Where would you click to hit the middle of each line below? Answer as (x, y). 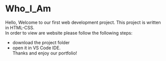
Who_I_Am (28, 9)
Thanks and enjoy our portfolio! (45, 53)
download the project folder (41, 42)
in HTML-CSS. (20, 27)
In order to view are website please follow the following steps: (69, 33)
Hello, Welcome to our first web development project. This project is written (83, 22)
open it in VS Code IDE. (36, 48)
